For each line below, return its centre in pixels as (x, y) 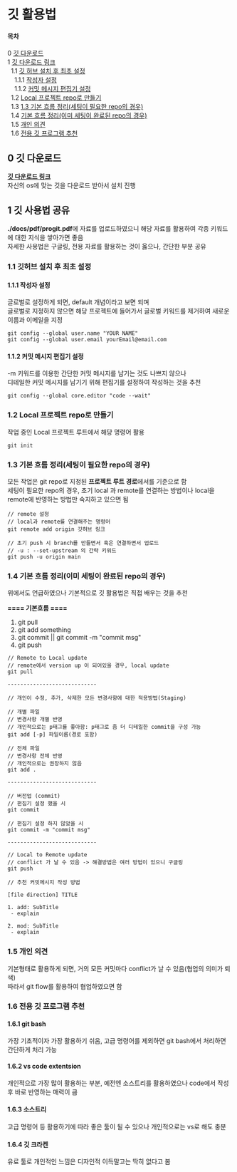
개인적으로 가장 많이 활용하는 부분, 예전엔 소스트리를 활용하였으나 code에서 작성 (118, 1083)
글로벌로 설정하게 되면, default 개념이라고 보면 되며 (78, 302)
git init (20, 445)
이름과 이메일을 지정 (35, 320)
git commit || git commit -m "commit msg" (79, 638)
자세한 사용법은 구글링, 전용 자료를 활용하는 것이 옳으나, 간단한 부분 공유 (107, 247)
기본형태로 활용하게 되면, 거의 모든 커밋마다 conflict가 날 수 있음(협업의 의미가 (115, 968)
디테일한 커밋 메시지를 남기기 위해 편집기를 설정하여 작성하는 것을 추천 (104, 383)
